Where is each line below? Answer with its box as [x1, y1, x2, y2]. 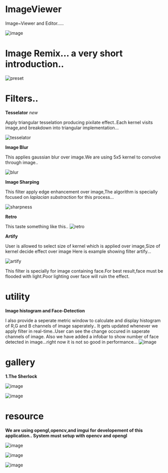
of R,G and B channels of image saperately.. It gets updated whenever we [5, 323, 158, 329]
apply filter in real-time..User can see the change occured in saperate [5, 328, 150, 334]
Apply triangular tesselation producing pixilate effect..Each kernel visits [5, 119, 153, 125]
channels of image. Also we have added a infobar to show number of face [5, 333, 159, 339]
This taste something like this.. [5, 223, 69, 229]
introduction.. [5, 59, 64, 70]
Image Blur [5, 144, 29, 150]
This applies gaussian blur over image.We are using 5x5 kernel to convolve [5, 154, 161, 160]
